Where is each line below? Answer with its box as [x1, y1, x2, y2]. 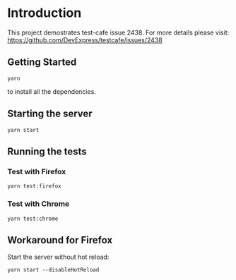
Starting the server [7, 108, 93, 120]
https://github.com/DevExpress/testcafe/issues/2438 [7, 35, 163, 44]
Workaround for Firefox [7, 234, 113, 246]
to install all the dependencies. [7, 87, 97, 96]
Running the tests [7, 145, 87, 157]
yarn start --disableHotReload [7, 267, 100, 274]
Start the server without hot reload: [7, 252, 110, 262]
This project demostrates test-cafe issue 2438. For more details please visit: [7, 28, 230, 37]
